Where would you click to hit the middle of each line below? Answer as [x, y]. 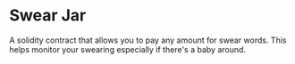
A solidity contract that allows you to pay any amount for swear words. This [148, 40]
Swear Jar [48, 16]
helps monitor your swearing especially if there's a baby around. [128, 49]
